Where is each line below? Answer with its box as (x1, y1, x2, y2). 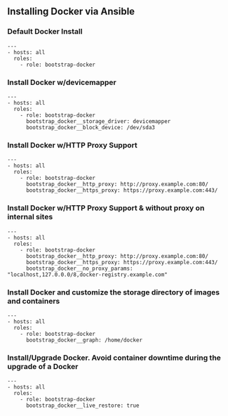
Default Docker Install (7, 27, 83, 37)
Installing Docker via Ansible (7, 6, 135, 18)
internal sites (7, 212, 53, 222)
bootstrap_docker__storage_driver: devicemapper (25, 117, 171, 125)
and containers (7, 296, 60, 306)
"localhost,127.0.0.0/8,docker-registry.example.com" (7, 271, 168, 278)
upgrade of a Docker (7, 361, 79, 371)
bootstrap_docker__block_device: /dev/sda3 (25, 124, 156, 131)
